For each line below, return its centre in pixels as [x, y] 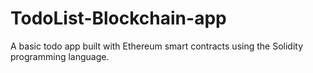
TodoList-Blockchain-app [118, 18]
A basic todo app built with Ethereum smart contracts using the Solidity [157, 46]
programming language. [60, 56]
